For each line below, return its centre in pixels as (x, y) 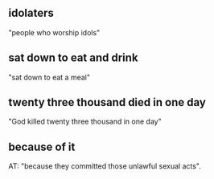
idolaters (31, 13)
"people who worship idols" (54, 32)
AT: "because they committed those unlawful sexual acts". (105, 166)
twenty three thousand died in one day (107, 102)
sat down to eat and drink (73, 58)
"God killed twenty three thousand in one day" (85, 122)
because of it (42, 146)
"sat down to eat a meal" (49, 77)
